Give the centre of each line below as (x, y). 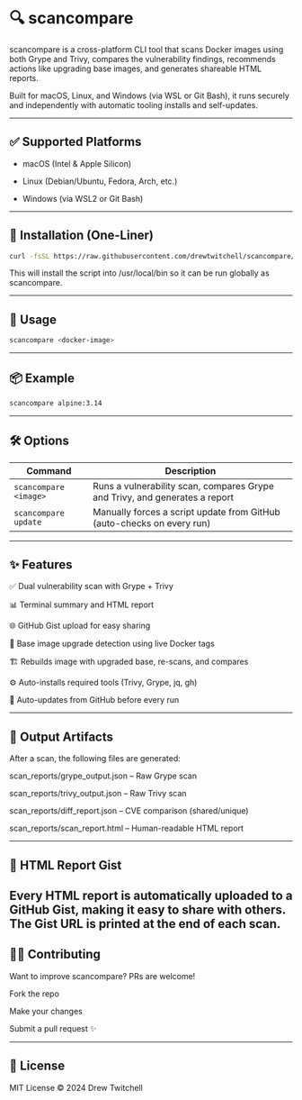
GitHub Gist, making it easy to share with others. (147, 910)
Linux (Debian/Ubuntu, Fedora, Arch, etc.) (100, 181)
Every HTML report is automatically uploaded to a (151, 896)
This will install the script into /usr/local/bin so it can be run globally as (139, 273)
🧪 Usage (33, 319)
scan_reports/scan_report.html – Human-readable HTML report (127, 828)
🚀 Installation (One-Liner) (82, 236)
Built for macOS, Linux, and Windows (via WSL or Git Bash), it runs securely (150, 95)
